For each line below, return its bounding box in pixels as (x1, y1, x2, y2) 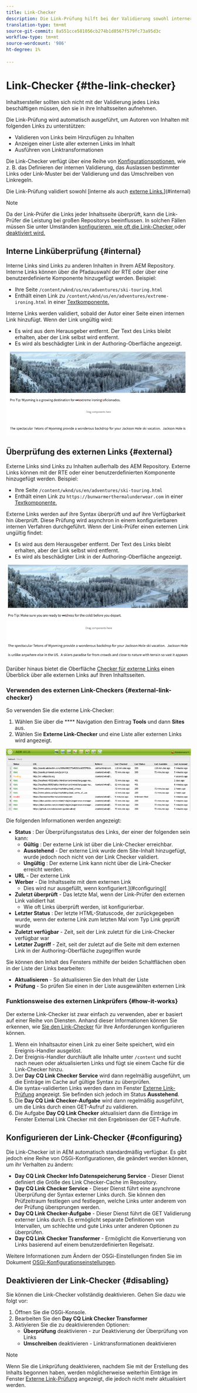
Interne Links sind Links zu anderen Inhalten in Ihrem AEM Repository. (6, 262, 175, 269)
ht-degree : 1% (6, 47, 41, 53)
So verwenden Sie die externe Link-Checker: (6, 707, 114, 714)
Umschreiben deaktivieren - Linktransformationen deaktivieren (23, 1340, 177, 1347)
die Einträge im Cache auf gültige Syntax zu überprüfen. (14, 1078, 151, 1085)
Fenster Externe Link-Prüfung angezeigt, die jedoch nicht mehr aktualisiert (6, 1375, 186, 1382)
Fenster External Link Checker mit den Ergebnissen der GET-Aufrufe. (14, 1115, 181, 1123)
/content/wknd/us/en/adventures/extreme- (66, 293, 169, 299)
